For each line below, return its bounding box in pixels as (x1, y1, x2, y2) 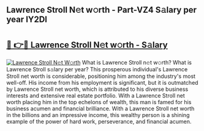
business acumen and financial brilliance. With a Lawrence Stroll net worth (6, 105, 195, 112)
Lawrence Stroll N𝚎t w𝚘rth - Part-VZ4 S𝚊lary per (6, 5, 197, 15)
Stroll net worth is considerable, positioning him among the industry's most (6, 73, 196, 80)
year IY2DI (6, 15, 48, 25)
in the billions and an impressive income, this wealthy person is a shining (6, 112, 190, 118)
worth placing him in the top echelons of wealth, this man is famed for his (6, 99, 192, 105)
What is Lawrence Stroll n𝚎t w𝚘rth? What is (81, 59, 192, 66)
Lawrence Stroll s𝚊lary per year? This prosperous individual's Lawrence (6, 66, 188, 73)
